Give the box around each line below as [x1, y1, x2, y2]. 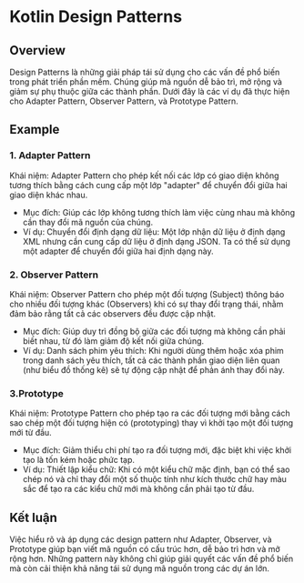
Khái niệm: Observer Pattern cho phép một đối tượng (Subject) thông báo [9, 288, 285, 299]
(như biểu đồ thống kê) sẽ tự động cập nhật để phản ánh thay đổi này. [22, 364, 285, 375]
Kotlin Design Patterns [9, 6, 183, 27]
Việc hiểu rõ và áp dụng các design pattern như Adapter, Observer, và [9, 534, 272, 545]
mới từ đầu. [9, 427, 52, 438]
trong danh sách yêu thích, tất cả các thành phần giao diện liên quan [22, 355, 280, 366]
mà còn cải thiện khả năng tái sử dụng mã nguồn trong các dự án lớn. [9, 563, 270, 574]
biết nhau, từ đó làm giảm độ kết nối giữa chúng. [22, 335, 205, 347]
